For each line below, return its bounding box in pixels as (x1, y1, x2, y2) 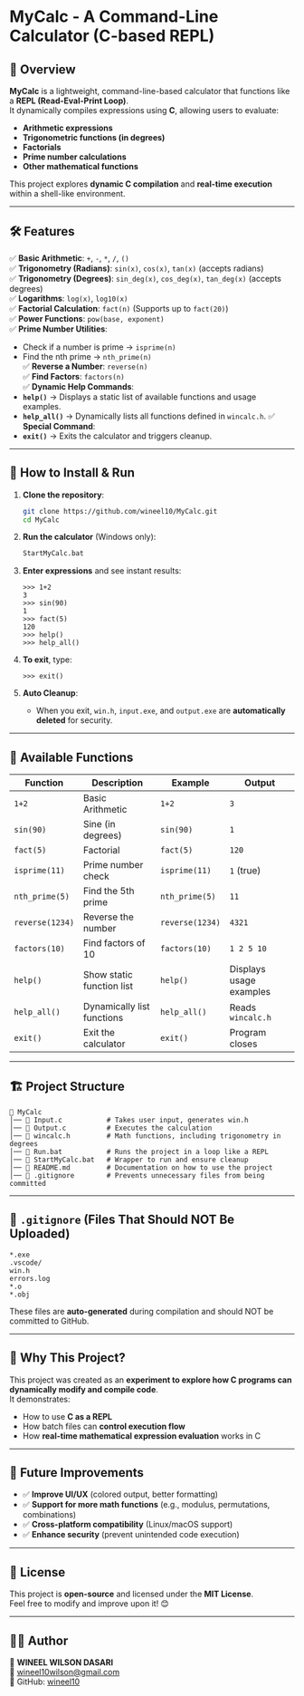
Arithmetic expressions (22, 122, 113, 133)
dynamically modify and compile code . (9, 1383, 158, 1394)
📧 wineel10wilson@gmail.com (9, 1666, 120, 1677)
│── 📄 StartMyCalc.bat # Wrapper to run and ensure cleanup (9, 1155, 249, 1164)
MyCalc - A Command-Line (9, 6, 219, 27)
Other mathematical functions (22, 161, 138, 171)
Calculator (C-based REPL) (9, 25, 215, 46)
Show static (82, 968, 133, 981)
